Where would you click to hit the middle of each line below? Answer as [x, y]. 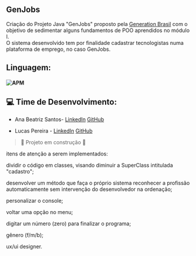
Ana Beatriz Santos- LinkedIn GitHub [59, 119]
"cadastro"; [20, 171]
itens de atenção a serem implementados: [57, 154]
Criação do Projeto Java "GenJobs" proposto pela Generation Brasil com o [97, 24]
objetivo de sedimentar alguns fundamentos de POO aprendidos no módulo [98, 30]
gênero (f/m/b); [25, 235]
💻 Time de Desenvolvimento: [61, 102]
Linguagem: [29, 68]
